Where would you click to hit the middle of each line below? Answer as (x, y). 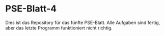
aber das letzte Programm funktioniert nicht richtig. (59, 27)
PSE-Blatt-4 (31, 9)
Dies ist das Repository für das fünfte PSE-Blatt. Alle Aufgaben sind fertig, (83, 22)
